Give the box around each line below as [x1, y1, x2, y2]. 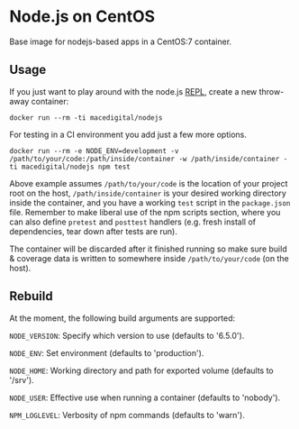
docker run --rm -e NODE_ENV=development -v [9, 146, 179, 155]
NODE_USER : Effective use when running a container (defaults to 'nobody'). [9, 392, 281, 403]
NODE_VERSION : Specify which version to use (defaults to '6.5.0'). [9, 330, 245, 341]
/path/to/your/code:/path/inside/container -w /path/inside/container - [9, 154, 288, 163]
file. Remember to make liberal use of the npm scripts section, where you [9, 206, 281, 217]
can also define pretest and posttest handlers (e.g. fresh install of [9, 216, 257, 227]
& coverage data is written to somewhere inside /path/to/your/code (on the [9, 252, 290, 263]
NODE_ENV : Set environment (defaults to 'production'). [9, 347, 204, 358]
